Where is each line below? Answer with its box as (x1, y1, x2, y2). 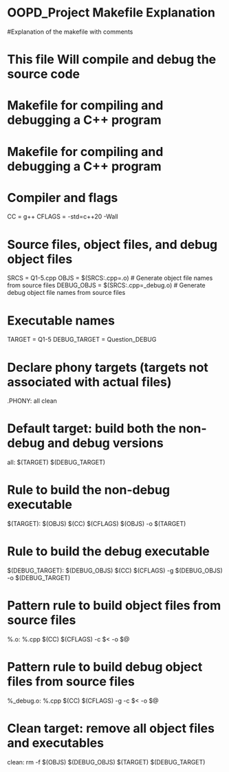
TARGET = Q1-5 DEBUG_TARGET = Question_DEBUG (7, 335, 157, 344)
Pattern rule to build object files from (7, 598, 221, 613)
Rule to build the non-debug (7, 483, 171, 498)
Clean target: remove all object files (7, 720, 215, 736)
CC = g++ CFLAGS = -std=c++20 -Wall (7, 212, 118, 221)
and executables (7, 736, 105, 751)
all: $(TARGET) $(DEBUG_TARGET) (7, 459, 105, 467)
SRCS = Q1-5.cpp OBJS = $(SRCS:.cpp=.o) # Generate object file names (7, 274, 213, 283)
